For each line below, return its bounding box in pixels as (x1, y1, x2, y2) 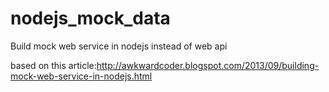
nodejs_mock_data (10, 7, 171, 30)
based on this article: (10, 59, 97, 71)
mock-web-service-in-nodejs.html (10, 70, 153, 82)
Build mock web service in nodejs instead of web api (10, 40, 228, 52)
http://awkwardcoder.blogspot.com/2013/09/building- (96, 59, 320, 71)
